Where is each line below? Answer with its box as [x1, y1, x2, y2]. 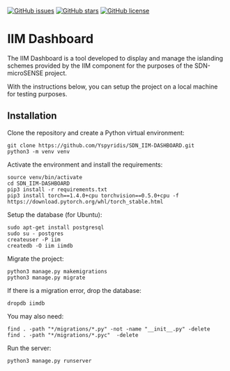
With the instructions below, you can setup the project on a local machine [7, 82, 218, 91]
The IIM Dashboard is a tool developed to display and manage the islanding [7, 54, 224, 62]
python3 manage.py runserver [7, 357, 92, 364]
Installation [7, 110, 57, 122]
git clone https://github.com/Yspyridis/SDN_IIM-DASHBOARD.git [7, 142, 195, 149]
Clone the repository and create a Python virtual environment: [7, 128, 185, 137]
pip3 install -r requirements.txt [7, 185, 108, 193]
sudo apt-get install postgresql [7, 224, 105, 231]
